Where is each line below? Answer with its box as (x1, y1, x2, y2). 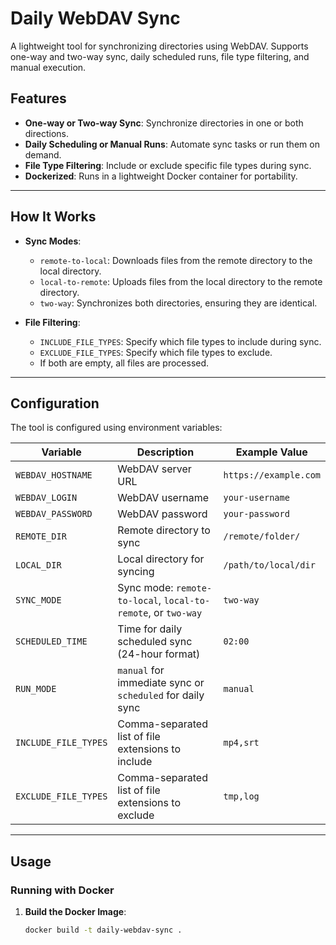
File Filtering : (24, 316, 81, 328)
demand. (24, 148, 62, 161)
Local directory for (117, 552, 205, 566)
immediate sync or (117, 676, 205, 690)
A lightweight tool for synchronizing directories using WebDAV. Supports (10, 40, 309, 52)
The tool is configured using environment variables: (10, 422, 223, 434)
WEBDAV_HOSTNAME (15, 470, 93, 481)
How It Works (10, 208, 97, 226)
